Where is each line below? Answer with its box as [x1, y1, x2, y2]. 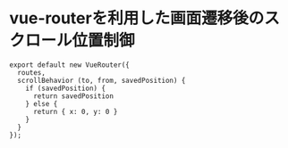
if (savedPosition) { [25, 84, 106, 93]
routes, [17, 68, 47, 77]
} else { [25, 99, 58, 108]
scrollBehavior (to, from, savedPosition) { [17, 76, 186, 85]
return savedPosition [32, 91, 114, 101]
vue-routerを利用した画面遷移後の [9, 8, 265, 29]
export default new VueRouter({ [9, 60, 130, 70]
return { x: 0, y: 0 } [32, 107, 118, 116]
